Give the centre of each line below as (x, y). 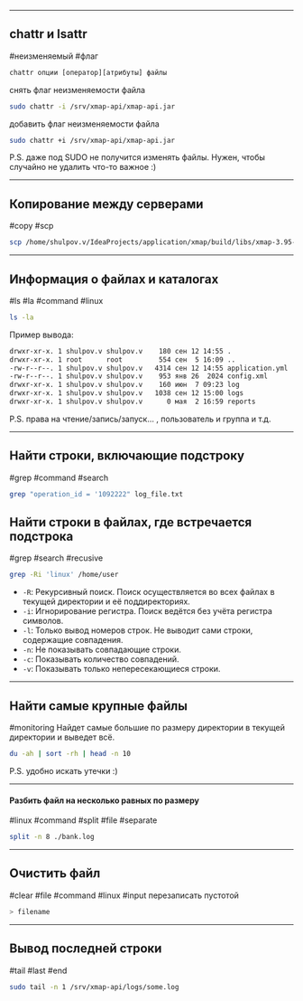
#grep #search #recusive (56, 558)
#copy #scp (32, 226)
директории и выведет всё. (62, 737)
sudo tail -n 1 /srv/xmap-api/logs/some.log (94, 987)
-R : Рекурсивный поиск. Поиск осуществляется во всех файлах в (148, 592)
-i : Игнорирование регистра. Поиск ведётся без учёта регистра (147, 611)
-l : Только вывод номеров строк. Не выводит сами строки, (138, 630)
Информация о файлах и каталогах (114, 279)
